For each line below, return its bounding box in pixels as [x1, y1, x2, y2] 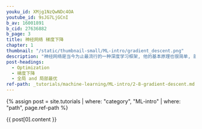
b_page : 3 [6, 31, 31, 37]
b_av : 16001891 [6, 20, 44, 26]
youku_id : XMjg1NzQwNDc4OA [6, 8, 74, 15]
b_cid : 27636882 [6, 25, 47, 32]
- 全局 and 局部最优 [11, 76, 58, 82]
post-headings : [6, 59, 44, 65]
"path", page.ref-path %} [6, 104, 69, 111]
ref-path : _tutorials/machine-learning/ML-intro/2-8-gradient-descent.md [6, 82, 195, 88]
